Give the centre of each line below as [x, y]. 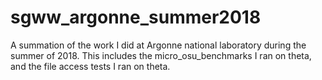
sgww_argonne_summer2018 [136, 17]
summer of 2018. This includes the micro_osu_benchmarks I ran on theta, [161, 55]
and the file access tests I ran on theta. [90, 66]
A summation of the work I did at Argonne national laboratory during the [158, 45]
